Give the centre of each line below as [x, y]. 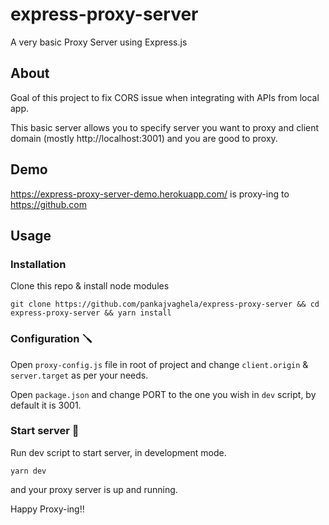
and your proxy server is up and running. [94, 489]
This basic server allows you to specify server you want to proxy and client [165, 127]
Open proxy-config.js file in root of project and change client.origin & [159, 364]
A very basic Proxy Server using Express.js [99, 42]
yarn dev [28, 471]
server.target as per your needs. [79, 375]
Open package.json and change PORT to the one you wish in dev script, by [163, 394]
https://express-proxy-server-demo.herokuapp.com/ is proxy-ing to [150, 194]
